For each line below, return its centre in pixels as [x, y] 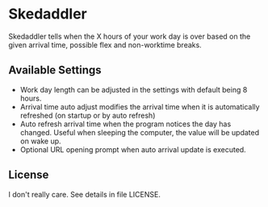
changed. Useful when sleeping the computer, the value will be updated [140, 132]
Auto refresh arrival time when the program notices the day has [126, 124]
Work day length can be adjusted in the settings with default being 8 [134, 89]
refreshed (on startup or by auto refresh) [88, 115]
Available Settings [55, 70]
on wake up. [41, 141]
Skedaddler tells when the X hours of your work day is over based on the [130, 36]
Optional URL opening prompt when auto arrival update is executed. [133, 149]
